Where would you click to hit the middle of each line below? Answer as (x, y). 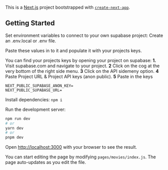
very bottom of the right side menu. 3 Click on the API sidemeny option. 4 (82, 71)
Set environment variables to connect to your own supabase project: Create (84, 35)
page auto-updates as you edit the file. (46, 162)
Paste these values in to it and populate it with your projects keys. (74, 51)
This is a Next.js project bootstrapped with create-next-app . (68, 7)
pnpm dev (14, 138)
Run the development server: (35, 109)
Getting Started (30, 23)
